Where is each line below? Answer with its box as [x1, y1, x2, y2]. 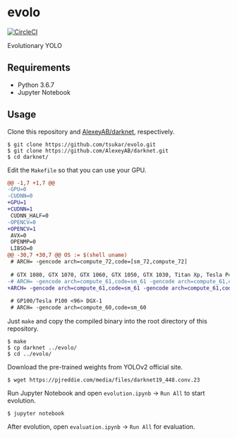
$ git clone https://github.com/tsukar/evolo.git [7, 141, 157, 148]
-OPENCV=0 [7, 218, 37, 226]
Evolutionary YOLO [7, 41, 62, 49]
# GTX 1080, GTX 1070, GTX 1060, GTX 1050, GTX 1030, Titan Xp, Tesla [10, 271, 222, 278]
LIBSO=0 [10, 245, 33, 252]
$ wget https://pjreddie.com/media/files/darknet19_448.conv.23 [7, 377, 200, 384]
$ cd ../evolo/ [7, 350, 52, 357]
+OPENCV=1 [7, 225, 37, 232]
